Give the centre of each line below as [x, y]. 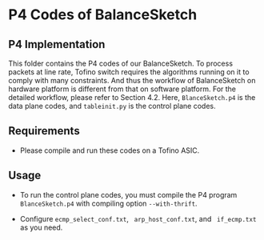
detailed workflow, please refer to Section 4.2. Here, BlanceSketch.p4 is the [132, 97]
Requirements [44, 131]
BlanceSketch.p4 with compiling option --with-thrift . [108, 203]
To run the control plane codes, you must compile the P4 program [128, 194]
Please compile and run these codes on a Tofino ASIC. [110, 150]
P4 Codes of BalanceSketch [103, 15]
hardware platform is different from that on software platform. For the [122, 89]
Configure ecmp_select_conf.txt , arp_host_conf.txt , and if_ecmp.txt [138, 218]
